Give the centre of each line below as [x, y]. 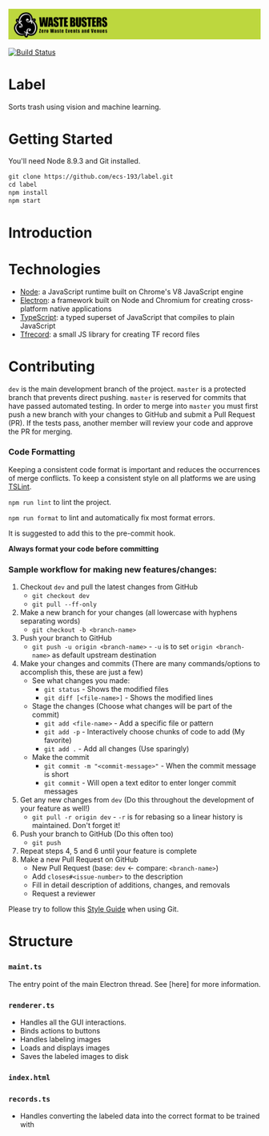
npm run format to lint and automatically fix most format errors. [112, 517]
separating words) [50, 621]
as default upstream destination [104, 655]
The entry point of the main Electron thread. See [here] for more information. [135, 984]
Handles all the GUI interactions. [73, 1022]
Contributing [52, 366]
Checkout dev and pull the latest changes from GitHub [109, 587]
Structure [41, 942]
